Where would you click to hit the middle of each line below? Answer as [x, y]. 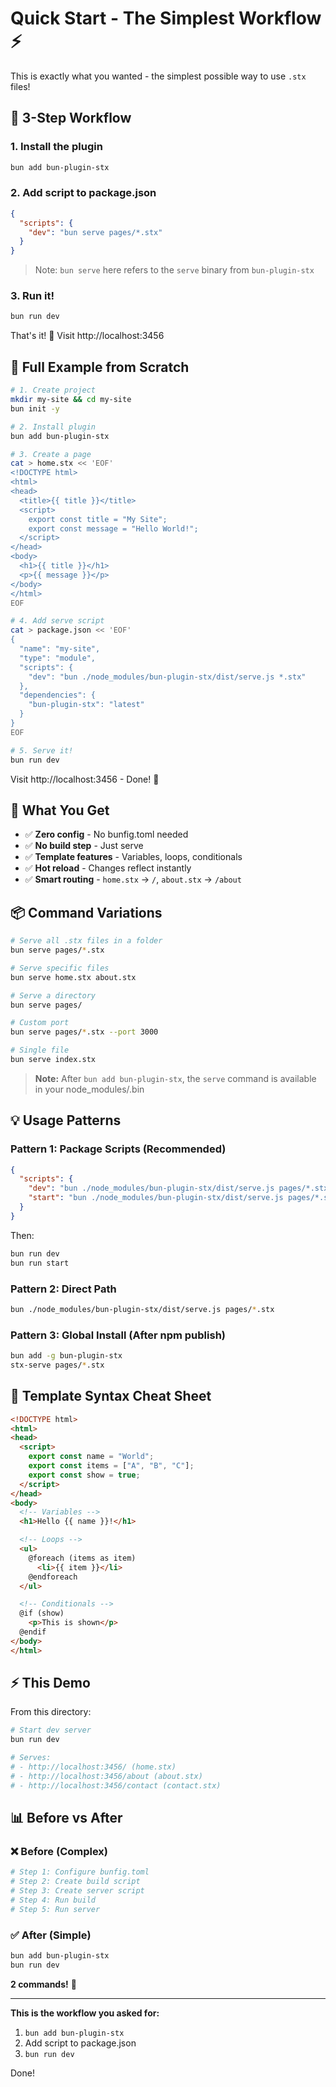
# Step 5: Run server [55, 1909]
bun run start [40, 1263]
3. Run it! [32, 296]
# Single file [40, 1050]
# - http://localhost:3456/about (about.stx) [106, 1776]
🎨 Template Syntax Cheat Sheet [111, 1396]
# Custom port [40, 1023]
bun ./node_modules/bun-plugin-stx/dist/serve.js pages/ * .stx [142, 1309]
